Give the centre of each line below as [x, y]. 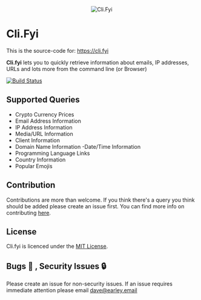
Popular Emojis [34, 166]
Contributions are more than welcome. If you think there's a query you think [100, 200]
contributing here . [29, 213]
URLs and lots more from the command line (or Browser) [77, 69]
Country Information [40, 159]
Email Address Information [48, 121]
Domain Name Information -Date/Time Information [78, 146]
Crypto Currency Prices [44, 114]
